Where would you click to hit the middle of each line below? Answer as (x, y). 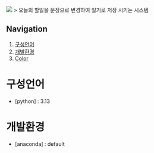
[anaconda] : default (40, 144)
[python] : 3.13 (32, 101)
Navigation (27, 29)
